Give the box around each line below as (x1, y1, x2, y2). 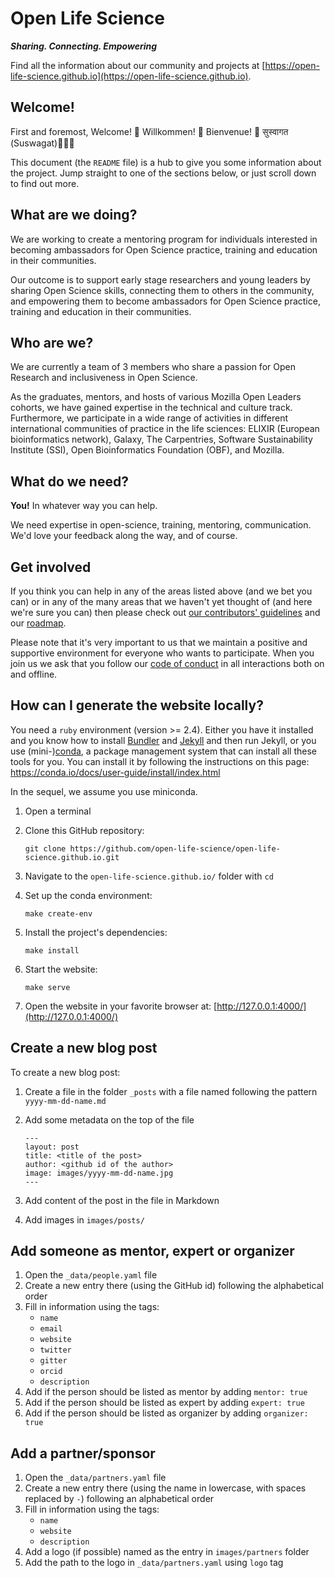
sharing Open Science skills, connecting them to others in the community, (10, 284, 315, 296)
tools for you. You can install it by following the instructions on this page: (10, 755, 310, 767)
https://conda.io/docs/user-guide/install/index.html (10, 766, 221, 778)
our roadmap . (10, 617, 67, 629)
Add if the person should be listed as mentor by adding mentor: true (24, 1386, 308, 1398)
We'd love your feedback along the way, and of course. (10, 530, 238, 542)
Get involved (10, 558, 92, 576)
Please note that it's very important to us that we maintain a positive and (10, 637, 308, 648)
